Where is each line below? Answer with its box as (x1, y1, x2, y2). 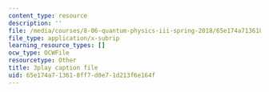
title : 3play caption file (8, 64, 98, 72)
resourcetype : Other (8, 57, 78, 65)
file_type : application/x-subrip (8, 34, 120, 42)
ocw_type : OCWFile (8, 49, 70, 57)
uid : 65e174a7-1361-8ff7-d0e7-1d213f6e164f (8, 71, 156, 79)
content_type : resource (8, 11, 88, 20)
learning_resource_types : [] (8, 42, 106, 50)
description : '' (8, 19, 62, 27)
